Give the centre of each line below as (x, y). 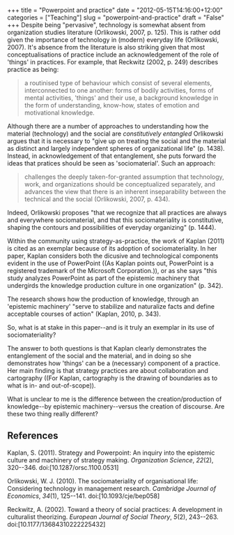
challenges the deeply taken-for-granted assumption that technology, (124, 177)
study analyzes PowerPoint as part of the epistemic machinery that (103, 278)
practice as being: (33, 69)
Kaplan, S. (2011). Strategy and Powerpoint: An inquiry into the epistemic (111, 453)
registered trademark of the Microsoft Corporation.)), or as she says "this (112, 271)
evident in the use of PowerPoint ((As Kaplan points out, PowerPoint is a (110, 263)
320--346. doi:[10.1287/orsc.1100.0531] (63, 467)
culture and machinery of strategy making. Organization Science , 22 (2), (110, 460)
